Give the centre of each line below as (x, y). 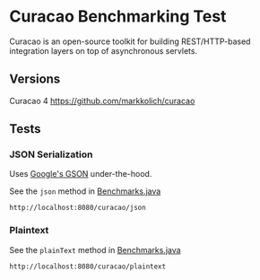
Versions (35, 79)
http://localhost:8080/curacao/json (78, 208)
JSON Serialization (51, 154)
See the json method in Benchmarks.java (85, 191)
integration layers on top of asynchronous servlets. (104, 50)
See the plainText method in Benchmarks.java (95, 249)
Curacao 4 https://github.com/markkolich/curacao (102, 101)
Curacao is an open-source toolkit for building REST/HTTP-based (130, 41)
